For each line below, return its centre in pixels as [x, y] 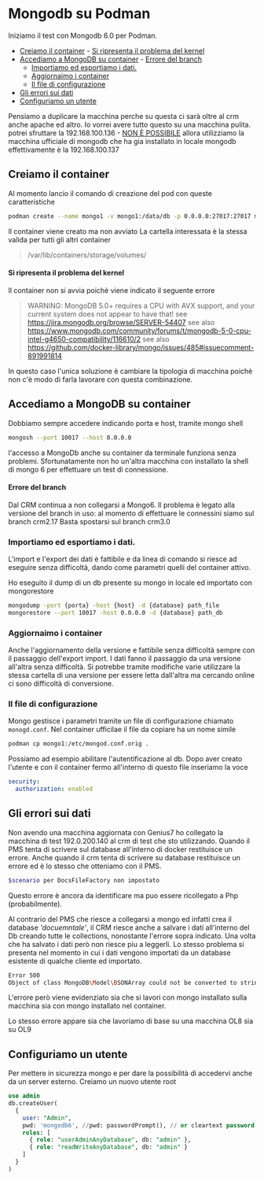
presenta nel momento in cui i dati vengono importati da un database [119, 953]
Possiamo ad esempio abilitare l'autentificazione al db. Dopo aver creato [125, 759]
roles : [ [37, 1133]
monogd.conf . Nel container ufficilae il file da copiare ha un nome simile [122, 730]
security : [24, 782]
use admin [24, 1096]
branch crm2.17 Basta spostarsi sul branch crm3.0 [89, 521]
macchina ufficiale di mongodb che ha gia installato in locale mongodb [123, 141]
